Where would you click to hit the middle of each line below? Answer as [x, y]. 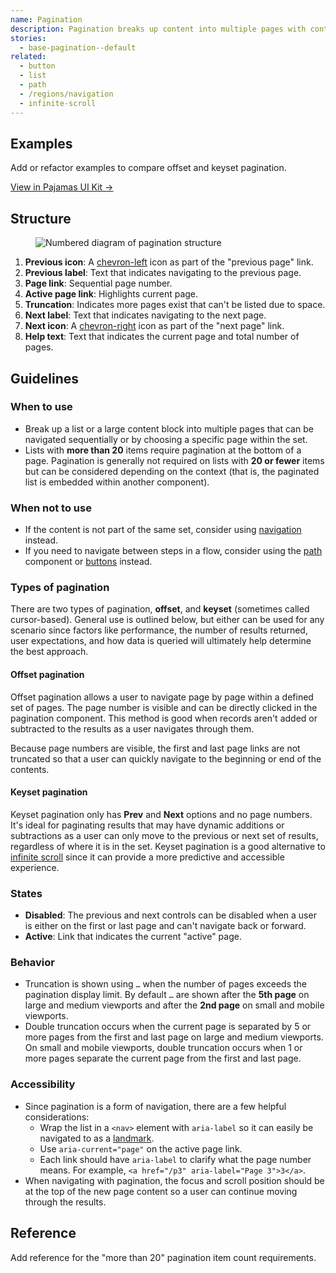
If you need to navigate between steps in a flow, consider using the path [173, 551]
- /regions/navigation [66, 94]
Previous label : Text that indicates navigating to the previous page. [163, 273]
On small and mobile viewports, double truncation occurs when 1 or [163, 1048]
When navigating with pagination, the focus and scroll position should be [174, 1180]
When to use [41, 407]
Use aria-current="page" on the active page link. [141, 1148]
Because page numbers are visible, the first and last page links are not [155, 748]
